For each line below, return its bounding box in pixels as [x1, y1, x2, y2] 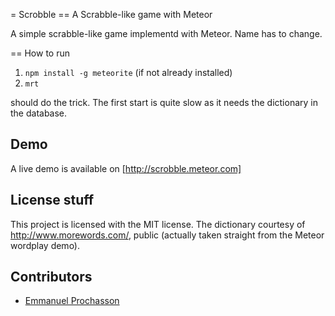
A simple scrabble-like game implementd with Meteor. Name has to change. [10, 28, 323, 39]
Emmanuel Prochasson [24, 295, 120, 307]
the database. [10, 107, 68, 119]
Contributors [10, 269, 93, 286]
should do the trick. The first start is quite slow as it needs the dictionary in [10, 97, 318, 108]
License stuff [10, 192, 95, 209]
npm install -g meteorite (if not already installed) [24, 67, 233, 78]
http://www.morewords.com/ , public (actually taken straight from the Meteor [10, 229, 325, 241]
